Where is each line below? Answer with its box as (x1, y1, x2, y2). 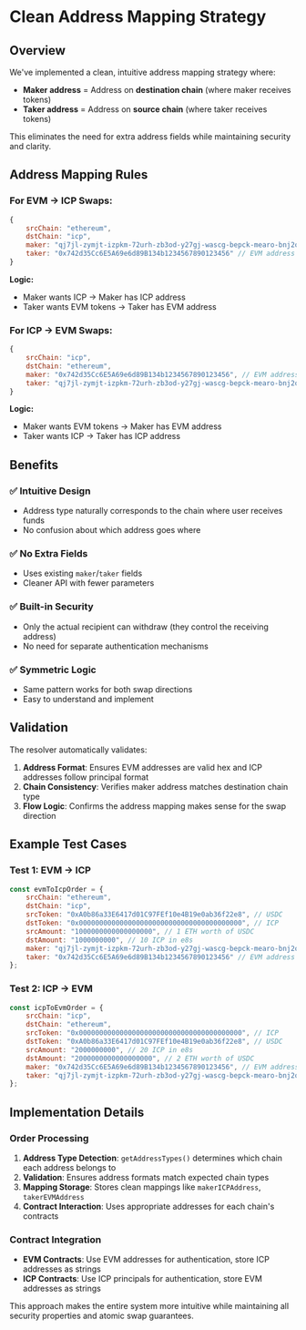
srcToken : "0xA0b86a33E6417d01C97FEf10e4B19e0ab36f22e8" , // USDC (25, 910, 283, 919)
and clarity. (9, 141, 52, 151)
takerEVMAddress (22, 1193, 85, 1202)
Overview (9, 43, 66, 58)
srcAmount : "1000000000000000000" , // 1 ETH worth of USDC (25, 926, 255, 936)
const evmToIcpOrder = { (9, 885, 104, 894)
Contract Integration (9, 1233, 102, 1245)
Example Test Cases (9, 836, 127, 853)
